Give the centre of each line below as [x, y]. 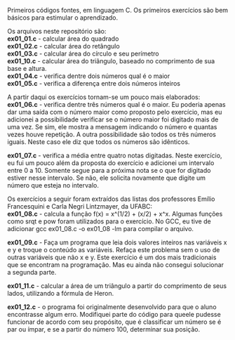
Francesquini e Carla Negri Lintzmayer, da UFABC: [80, 206]
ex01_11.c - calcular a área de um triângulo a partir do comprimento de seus [117, 286]
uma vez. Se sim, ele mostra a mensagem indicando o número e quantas [112, 127]
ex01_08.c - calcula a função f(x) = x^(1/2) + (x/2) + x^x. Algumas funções [115, 214]
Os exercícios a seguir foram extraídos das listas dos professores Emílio [111, 199]
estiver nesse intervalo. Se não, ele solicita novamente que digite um [106, 178]
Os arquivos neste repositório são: [57, 31]
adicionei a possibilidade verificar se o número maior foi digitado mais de [113, 119]
